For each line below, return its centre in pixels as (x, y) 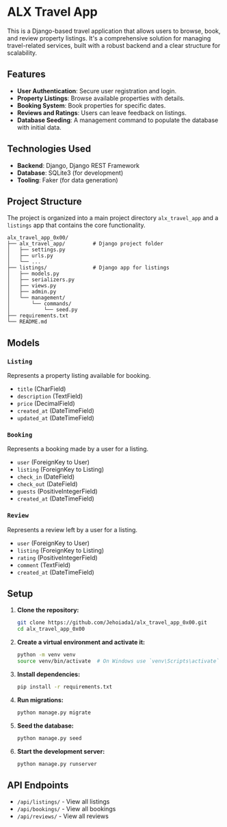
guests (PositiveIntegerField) (57, 492)
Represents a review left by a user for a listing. (72, 529)
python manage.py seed (49, 738)
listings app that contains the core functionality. (76, 225)
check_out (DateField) (47, 484)
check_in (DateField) (46, 477)
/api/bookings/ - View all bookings (66, 809)
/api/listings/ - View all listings (63, 802)
